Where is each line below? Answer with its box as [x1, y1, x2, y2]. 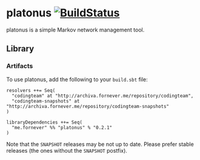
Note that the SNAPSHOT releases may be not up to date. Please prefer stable [6, 140, 194, 148]
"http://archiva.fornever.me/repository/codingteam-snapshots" [6, 103, 170, 109]
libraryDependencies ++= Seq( [6, 119, 83, 125]
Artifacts [6, 62, 33, 70]
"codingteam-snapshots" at [12, 98, 80, 104]
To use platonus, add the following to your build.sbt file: [6, 76, 148, 83]
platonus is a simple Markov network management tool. [6, 26, 145, 33]
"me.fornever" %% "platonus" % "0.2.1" [12, 124, 113, 130]
